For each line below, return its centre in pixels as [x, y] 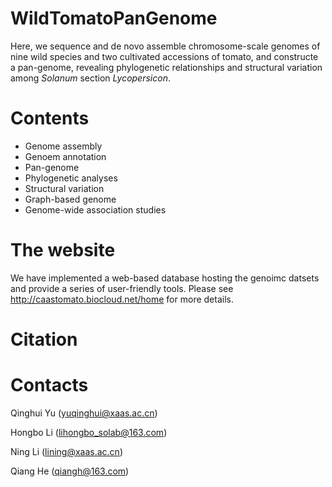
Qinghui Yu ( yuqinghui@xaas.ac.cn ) [84, 413]
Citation [44, 339]
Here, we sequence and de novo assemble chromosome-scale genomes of [165, 46]
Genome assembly [63, 146]
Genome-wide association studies [95, 209]
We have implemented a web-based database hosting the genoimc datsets [165, 278]
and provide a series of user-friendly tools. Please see [122, 288]
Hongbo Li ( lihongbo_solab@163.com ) [89, 432]
